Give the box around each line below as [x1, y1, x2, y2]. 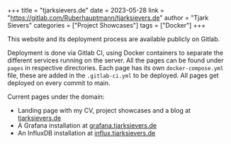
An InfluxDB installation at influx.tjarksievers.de [17, 129, 156, 137]
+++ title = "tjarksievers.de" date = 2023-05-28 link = [7, 6, 165, 14]
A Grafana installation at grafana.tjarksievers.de [17, 121, 157, 130]
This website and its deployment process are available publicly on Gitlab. [7, 35, 220, 43]
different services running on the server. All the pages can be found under [7, 56, 224, 65]
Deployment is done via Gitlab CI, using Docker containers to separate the [7, 49, 223, 57]
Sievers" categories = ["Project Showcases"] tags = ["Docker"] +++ [7, 21, 206, 29]
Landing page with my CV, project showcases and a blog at [17, 106, 191, 114]
